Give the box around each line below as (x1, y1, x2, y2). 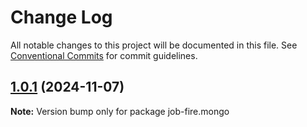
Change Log (10, 6, 113, 29)
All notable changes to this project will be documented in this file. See (10, 39, 298, 51)
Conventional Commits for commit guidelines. (10, 49, 198, 61)
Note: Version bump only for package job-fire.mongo (10, 105, 230, 117)
